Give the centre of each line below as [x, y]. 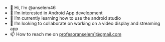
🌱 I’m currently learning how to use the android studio [65, 18]
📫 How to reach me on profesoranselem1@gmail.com [66, 34]
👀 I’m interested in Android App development [56, 13]
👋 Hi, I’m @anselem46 [33, 8]
